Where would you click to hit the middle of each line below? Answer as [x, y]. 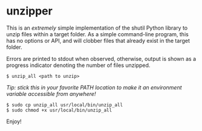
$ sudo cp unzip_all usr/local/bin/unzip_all [64, 105]
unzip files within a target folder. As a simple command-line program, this [97, 34]
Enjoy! [14, 121]
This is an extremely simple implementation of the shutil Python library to [97, 28]
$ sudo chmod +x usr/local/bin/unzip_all [59, 110]
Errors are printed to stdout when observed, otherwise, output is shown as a [101, 59]
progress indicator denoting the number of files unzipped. [78, 65]
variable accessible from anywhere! [51, 94]
